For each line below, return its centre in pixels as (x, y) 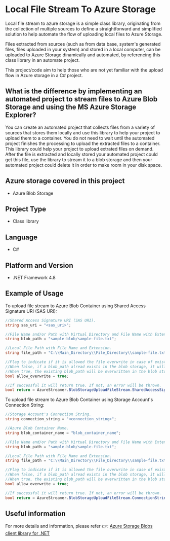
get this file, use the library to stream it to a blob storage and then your (79, 159)
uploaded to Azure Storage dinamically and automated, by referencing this (83, 55)
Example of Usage (34, 293)
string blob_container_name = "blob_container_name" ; (63, 433)
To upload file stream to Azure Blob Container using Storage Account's (79, 400)
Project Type (26, 209)
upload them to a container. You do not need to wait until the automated (80, 138)
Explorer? (21, 115)
